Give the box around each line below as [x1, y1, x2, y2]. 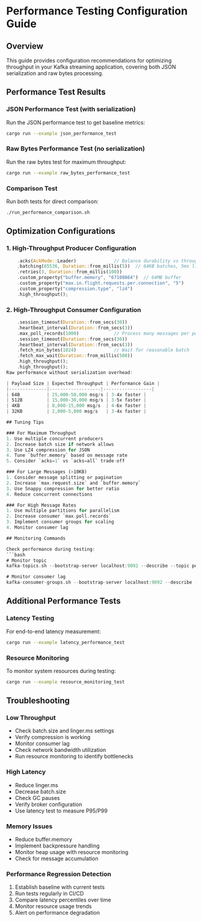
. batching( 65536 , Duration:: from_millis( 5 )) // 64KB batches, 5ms [17, 263, 189, 269]
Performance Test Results [6, 87, 106, 97]
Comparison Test [6, 184, 58, 192]
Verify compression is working [14, 734, 91, 741]
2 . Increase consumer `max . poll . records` [6, 513, 112, 520]
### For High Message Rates [6, 502, 77, 508]
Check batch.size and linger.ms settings [14, 727, 114, 734]
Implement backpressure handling [14, 842, 100, 849]
